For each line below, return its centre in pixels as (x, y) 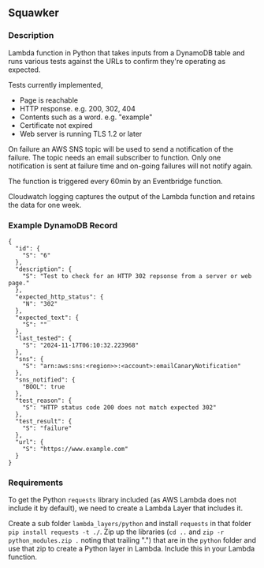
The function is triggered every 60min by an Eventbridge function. (115, 181)
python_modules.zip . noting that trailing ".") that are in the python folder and (132, 540)
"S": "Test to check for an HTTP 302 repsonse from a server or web (137, 276)
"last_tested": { (44, 338)
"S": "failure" (47, 428)
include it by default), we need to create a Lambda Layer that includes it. (125, 508)
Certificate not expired (56, 125)
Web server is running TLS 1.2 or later (81, 134)
